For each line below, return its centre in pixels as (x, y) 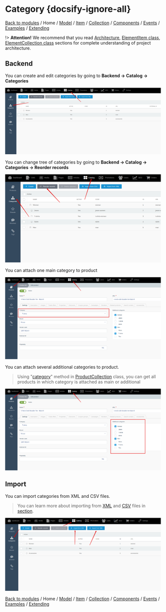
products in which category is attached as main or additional (79, 382)
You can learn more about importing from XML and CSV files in (81, 506)
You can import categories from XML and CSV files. (58, 496)
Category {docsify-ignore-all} (68, 9)
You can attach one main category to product (51, 270)
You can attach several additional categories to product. (62, 367)
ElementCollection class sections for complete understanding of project (78, 43)
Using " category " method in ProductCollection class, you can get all (86, 376)
